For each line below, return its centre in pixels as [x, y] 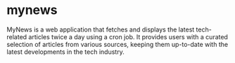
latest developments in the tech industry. [65, 52]
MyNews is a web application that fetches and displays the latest [101, 29]
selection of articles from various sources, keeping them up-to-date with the [118, 44]
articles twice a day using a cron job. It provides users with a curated [128, 36]
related [17, 36]
